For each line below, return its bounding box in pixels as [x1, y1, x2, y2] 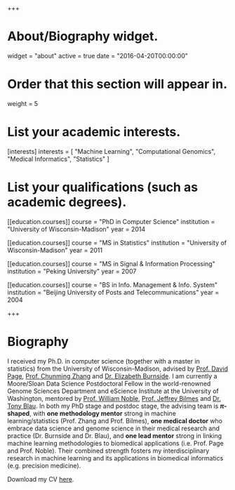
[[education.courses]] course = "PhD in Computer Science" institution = [7, 217, 215, 225]
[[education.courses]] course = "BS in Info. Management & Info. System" [7, 280, 218, 289]
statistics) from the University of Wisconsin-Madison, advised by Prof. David [7, 364, 228, 373]
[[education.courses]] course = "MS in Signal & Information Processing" [7, 259, 215, 267]
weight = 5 [7, 99, 39, 107]
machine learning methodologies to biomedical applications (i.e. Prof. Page [7, 439, 224, 447]
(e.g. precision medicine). [7, 461, 81, 470]
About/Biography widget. [7, 29, 159, 44]
